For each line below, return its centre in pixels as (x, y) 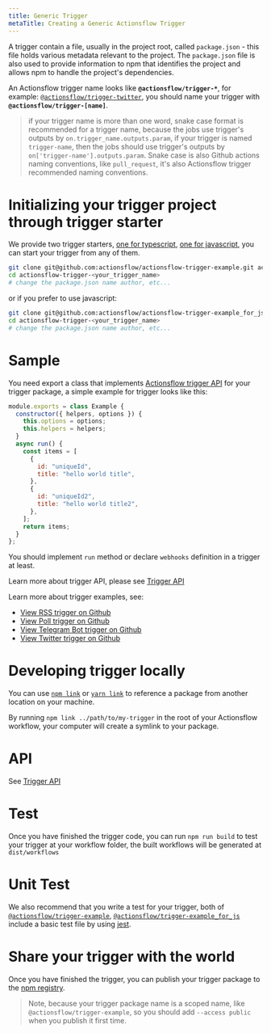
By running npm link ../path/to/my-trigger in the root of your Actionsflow (133, 718)
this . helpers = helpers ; (65, 429)
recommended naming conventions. (88, 172)
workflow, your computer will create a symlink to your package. (114, 726)
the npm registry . (37, 988)
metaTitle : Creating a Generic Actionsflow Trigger (97, 23)
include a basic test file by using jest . (70, 924)
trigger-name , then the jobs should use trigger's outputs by (127, 146)
